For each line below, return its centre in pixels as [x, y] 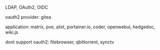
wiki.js [12, 32]
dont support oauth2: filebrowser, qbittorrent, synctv [60, 42]
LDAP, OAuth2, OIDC [27, 7]
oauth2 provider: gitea [28, 17]
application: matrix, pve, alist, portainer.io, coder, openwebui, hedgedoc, [80, 27]
